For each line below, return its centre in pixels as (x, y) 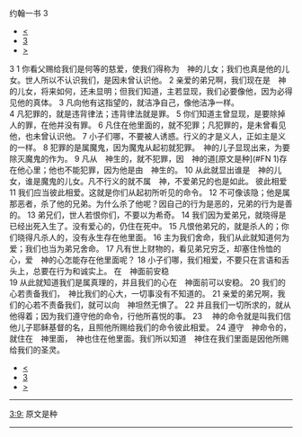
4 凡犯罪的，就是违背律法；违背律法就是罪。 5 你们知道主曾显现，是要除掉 (147, 114)
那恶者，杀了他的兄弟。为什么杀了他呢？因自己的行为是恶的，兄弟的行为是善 (151, 204)
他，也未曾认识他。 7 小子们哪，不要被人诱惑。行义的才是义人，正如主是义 (147, 136)
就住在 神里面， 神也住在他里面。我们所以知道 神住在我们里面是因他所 (145, 339)
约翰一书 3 (29, 13)
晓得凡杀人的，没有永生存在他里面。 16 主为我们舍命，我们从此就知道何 (149, 237)
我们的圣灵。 (40, 350)
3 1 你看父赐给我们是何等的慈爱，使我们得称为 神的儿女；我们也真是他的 (146, 69)
